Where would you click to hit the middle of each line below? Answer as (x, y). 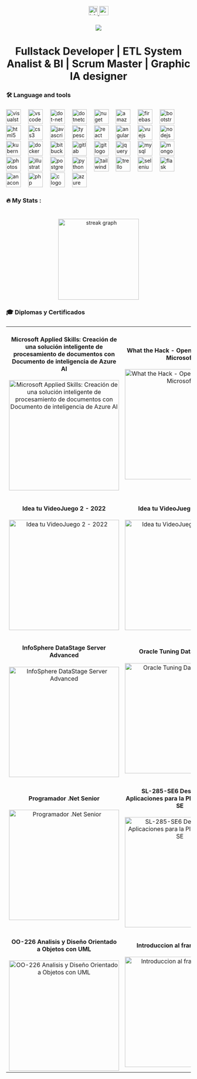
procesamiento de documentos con (64, 354)
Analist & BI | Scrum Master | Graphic (98, 64)
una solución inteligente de (64, 347)
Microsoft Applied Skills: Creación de (64, 339)
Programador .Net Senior (64, 798)
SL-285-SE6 (160, 791)
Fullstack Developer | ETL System (98, 51)
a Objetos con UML (64, 949)
